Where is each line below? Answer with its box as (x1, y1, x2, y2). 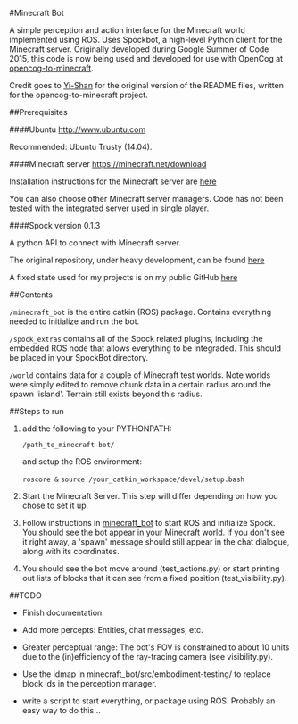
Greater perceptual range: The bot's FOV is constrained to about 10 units (21, 642, 290, 653)
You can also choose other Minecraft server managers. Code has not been (9, 194, 284, 204)
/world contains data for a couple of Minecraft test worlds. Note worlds (9, 370, 271, 380)
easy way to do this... (21, 705, 101, 715)
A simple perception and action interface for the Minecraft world (9, 25, 245, 35)
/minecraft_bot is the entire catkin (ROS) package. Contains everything (9, 307, 272, 317)
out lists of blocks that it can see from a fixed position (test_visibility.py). (21, 573, 287, 583)
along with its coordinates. (21, 546, 120, 556)
